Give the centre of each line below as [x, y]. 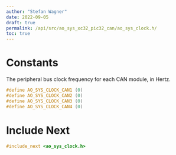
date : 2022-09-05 [27, 17]
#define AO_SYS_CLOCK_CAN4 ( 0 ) [45, 106]
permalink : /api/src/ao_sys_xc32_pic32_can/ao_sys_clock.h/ [82, 28]
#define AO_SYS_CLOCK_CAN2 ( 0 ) [45, 95]
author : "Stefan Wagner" [37, 12]
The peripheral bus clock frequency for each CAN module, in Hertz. [89, 79]
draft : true [21, 22]
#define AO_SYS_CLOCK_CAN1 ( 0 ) [45, 90]
